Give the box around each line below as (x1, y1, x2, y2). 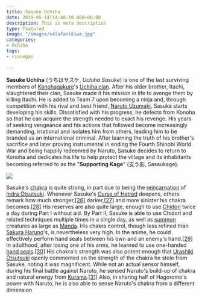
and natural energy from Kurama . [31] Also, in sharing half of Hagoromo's (6, 273, 187, 281)
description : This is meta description (6, 20, 107, 26)
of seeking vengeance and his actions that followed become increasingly (6, 121, 188, 128)
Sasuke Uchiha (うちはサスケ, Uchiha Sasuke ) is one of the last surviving (6, 76, 189, 83)
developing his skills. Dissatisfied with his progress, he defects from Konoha (6, 108, 195, 116)
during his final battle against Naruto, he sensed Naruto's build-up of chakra (6, 267, 196, 274)
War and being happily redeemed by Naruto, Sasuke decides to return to (6, 147, 187, 154)
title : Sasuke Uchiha (6, 8, 61, 15)
